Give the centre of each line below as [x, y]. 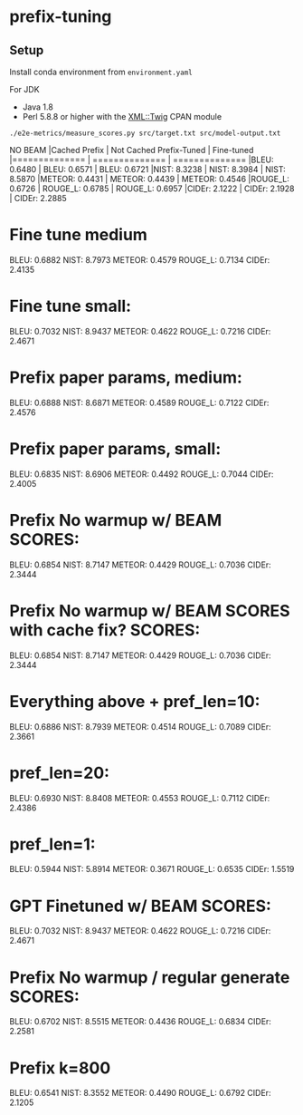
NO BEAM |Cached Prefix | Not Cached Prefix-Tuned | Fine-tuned [132, 150]
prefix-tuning [61, 17]
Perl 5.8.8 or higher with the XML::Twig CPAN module [122, 116]
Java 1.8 [38, 107]
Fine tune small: [71, 306]
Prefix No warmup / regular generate [150, 977]
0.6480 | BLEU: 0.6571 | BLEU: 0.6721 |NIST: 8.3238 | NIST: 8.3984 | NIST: [148, 169]
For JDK [24, 89]
